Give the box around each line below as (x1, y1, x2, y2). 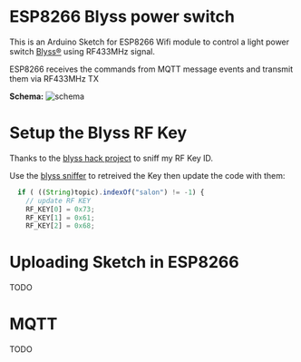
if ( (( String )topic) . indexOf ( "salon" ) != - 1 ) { (17, 188, 205, 197)
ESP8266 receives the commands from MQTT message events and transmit (9, 64, 294, 74)
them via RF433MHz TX (9, 73, 100, 83)
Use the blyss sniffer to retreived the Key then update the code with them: (9, 170, 286, 181)
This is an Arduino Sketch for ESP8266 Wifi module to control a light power (9, 36, 290, 47)
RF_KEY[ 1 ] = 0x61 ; (25, 213, 95, 222)
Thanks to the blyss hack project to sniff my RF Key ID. (9, 152, 214, 163)
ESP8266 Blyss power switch (9, 6, 236, 27)
